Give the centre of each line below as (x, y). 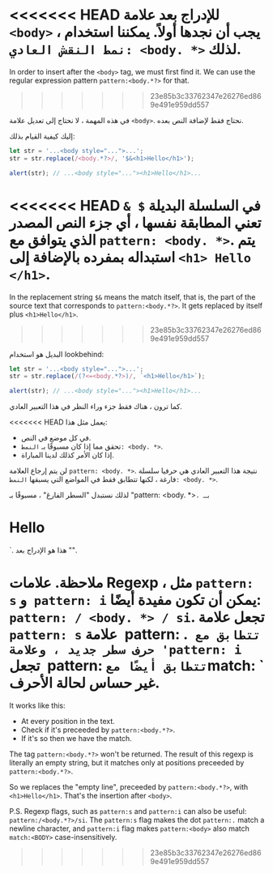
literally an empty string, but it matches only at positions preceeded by (127, 762)
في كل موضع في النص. (56, 438)
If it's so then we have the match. (76, 738)
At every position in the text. (68, 721)
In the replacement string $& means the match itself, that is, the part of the (132, 296)
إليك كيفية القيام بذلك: (42, 136)
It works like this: (37, 705)
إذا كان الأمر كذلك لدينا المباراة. (67, 455)
